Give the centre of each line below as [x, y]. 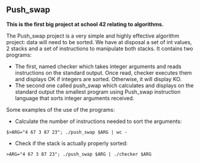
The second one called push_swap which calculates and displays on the [104, 85]
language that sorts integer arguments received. [74, 98]
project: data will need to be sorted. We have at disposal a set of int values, [99, 42]
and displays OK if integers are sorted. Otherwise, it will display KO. [98, 79]
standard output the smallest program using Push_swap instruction [98, 91]
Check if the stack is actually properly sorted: [71, 143]
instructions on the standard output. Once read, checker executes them [103, 73]
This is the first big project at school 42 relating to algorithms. [85, 24]
